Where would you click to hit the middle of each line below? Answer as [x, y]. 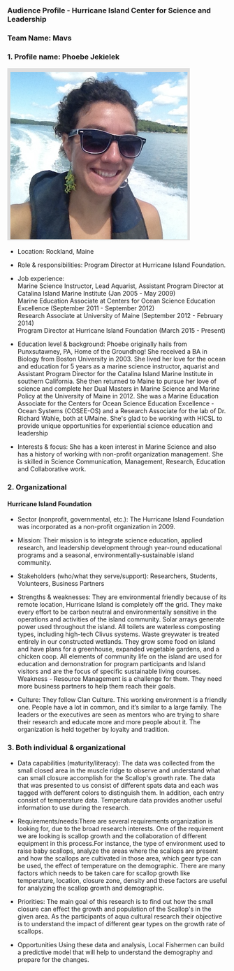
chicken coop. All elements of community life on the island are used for [119, 656]
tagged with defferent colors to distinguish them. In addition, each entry [121, 793]
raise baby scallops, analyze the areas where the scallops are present [118, 851]
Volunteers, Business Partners [61, 584]
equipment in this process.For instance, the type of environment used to [121, 843]
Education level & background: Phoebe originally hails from [102, 344]
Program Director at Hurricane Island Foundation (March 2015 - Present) [121, 331]
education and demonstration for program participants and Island [111, 664]
